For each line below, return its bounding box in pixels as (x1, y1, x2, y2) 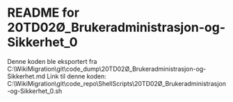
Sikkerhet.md (7, 71, 45, 80)
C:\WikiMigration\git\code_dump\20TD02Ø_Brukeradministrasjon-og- (7, 65, 207, 73)
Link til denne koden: (46, 71, 106, 80)
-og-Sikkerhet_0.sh (7, 87, 63, 95)
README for (7, 5, 80, 21)
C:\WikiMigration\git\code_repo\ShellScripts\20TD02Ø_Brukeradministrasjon (7, 79, 226, 87)
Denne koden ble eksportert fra (7, 57, 97, 65)
